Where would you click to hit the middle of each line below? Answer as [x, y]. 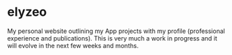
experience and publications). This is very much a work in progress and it [112, 38]
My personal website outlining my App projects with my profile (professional [116, 31]
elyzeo [27, 12]
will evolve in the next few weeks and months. [73, 45]
